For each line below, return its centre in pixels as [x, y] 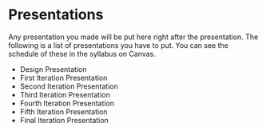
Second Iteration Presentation [69, 86]
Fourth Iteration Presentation [67, 103]
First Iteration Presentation [64, 77]
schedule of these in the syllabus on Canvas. [82, 54]
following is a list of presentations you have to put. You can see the [119, 45]
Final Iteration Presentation [64, 120]
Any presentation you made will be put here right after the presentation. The [133, 37]
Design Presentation [53, 69]
